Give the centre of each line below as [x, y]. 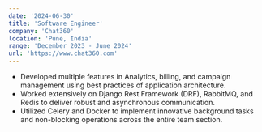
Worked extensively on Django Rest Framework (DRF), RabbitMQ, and [137, 94]
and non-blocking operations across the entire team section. [121, 119]
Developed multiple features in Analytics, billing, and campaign [125, 77]
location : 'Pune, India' [50, 38]
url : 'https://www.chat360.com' [63, 53]
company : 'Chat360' [41, 31]
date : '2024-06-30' [41, 16]
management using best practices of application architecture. [123, 85]
